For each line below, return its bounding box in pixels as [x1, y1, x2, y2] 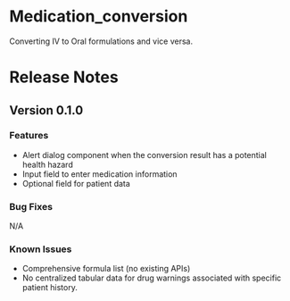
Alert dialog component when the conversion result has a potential [21, 149, 268, 160]
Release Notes [9, 67, 119, 88]
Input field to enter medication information [21, 168, 178, 180]
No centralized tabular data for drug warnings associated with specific [21, 272, 282, 283]
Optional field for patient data [21, 178, 131, 188]
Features [9, 130, 49, 142]
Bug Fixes [9, 200, 54, 213]
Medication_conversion [9, 6, 188, 27]
